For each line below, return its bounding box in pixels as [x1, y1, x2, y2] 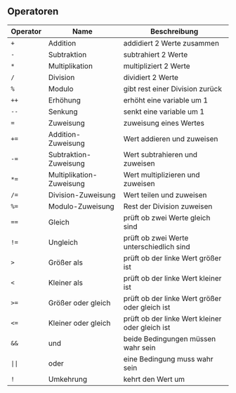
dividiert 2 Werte [123, 72, 179, 82]
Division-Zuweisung [48, 189, 116, 199]
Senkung [48, 107, 79, 116]
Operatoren [7, 6, 59, 18]
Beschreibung [150, 26, 199, 36]
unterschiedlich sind [123, 241, 191, 251]
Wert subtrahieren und [123, 149, 198, 159]
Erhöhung [48, 95, 81, 105]
